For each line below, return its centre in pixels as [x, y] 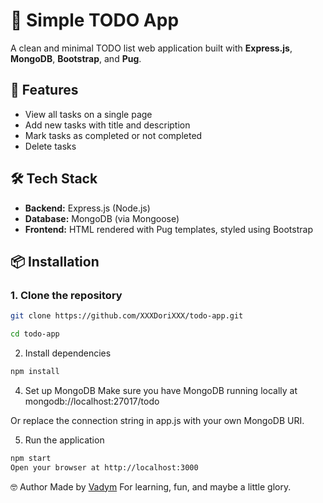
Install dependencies [68, 353]
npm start [31, 458]
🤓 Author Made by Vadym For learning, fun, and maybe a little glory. [151, 486]
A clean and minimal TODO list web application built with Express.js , [151, 48]
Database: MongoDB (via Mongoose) [102, 218]
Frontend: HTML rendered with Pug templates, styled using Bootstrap [168, 229]
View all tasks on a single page [88, 114]
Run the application [64, 440]
